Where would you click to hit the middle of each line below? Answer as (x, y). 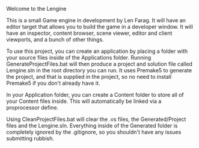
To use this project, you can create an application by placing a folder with (97, 51)
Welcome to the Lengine (36, 9)
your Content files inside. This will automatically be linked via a (84, 101)
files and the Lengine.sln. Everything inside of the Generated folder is (92, 125)
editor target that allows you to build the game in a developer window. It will (100, 27)
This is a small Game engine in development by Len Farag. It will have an (96, 20)
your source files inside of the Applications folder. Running (79, 57)
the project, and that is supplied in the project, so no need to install (89, 77)
